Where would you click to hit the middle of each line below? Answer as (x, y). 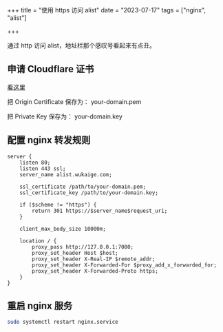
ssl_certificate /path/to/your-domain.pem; (83, 187)
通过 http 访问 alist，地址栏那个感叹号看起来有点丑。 (82, 45)
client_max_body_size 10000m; (63, 229)
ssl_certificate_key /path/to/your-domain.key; (89, 193)
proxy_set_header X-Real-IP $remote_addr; (94, 259)
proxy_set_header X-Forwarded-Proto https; (95, 271)
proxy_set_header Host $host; (75, 253)
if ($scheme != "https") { (58, 205)
